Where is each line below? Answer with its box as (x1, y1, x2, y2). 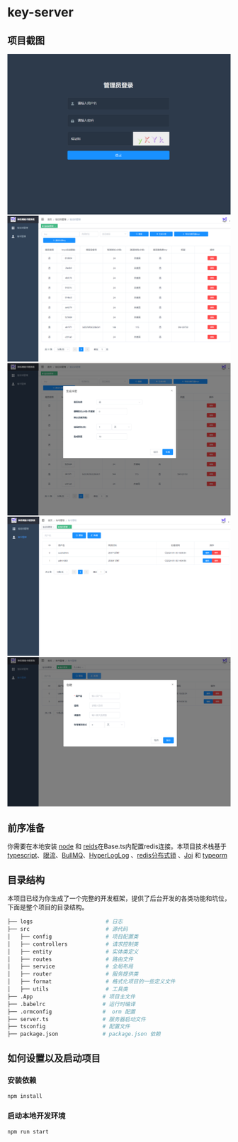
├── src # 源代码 (7, 926, 128, 933)
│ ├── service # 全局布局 (7, 963, 133, 971)
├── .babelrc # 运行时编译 (7, 1000, 136, 1008)
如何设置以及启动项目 (7, 1052, 101, 1064)
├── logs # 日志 (7, 918, 123, 925)
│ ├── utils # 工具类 (7, 986, 128, 993)
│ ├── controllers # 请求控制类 (7, 940, 139, 948)
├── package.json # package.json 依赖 (7, 1030, 161, 1038)
